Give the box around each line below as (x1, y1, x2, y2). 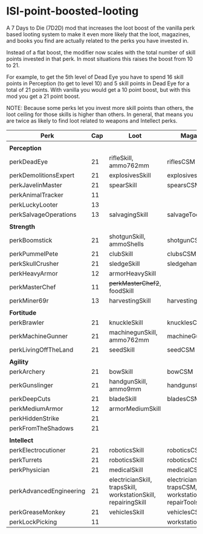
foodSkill (109, 286, 134, 295)
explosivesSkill (109, 171, 151, 179)
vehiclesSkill (109, 507, 144, 516)
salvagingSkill (109, 210, 149, 219)
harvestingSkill (109, 296, 151, 304)
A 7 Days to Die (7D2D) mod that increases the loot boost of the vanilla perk (6, 24, 195, 31)
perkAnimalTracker (9, 190, 63, 199)
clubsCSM (167, 249, 196, 258)
